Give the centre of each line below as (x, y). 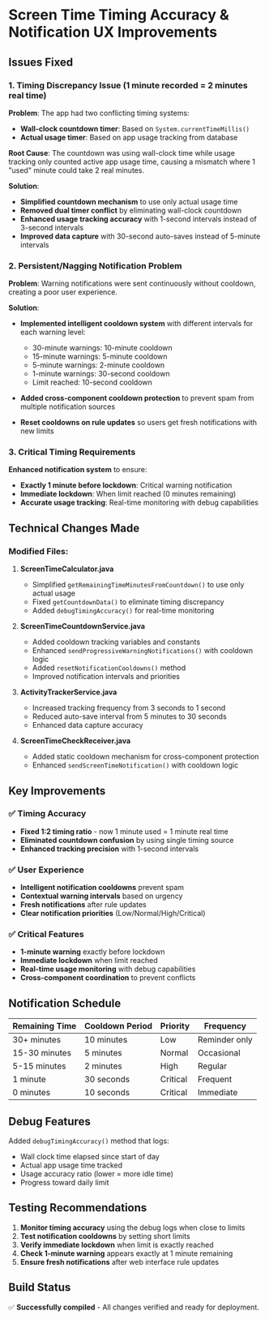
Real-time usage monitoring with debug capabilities (108, 969)
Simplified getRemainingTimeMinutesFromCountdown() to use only (138, 585)
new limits (37, 431)
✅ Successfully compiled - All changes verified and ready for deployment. (134, 1307)
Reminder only (225, 1040)
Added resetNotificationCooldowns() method (109, 668)
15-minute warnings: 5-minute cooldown (100, 357)
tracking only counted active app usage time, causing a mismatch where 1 (132, 161)
